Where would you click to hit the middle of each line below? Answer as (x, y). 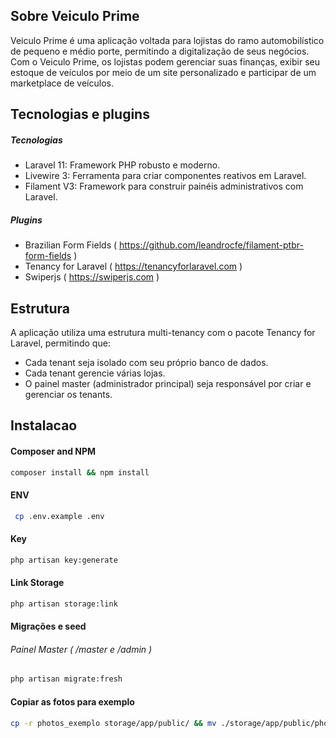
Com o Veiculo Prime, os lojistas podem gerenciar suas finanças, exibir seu (165, 61)
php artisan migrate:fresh (66, 679)
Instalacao (44, 425)
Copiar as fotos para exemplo (72, 701)
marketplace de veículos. (62, 83)
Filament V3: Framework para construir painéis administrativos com (164, 186)
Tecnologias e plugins (80, 114)
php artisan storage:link (64, 604)
